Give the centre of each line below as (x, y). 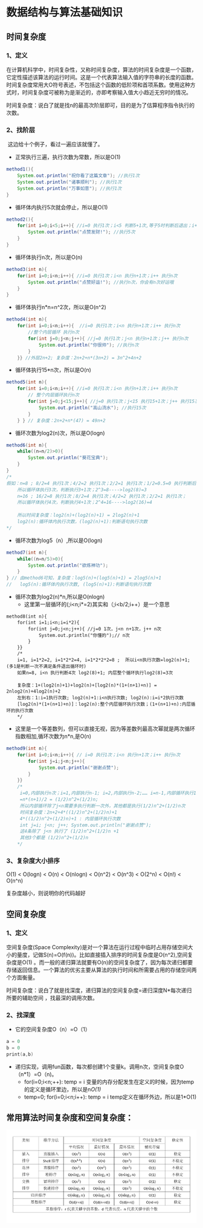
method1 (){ (20, 169)
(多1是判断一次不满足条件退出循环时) (46, 667)
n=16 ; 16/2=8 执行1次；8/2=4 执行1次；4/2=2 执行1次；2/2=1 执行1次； (102, 496)
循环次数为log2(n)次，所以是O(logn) (60, 433)
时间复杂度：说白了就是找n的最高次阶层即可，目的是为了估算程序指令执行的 (101, 105)
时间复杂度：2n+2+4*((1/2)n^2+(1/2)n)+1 (69, 812)
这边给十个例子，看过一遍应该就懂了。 (55, 144)
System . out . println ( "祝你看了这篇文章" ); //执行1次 (79, 176)
